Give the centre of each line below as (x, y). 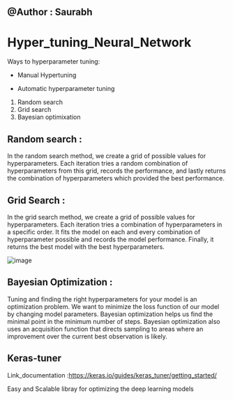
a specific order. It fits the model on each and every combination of (104, 231)
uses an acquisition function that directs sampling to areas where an (105, 329)
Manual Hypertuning (47, 75)
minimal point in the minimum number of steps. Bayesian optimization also (114, 321)
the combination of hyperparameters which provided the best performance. (116, 178)
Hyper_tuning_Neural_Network (99, 42)
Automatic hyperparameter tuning (66, 89)
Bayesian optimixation (49, 117)
